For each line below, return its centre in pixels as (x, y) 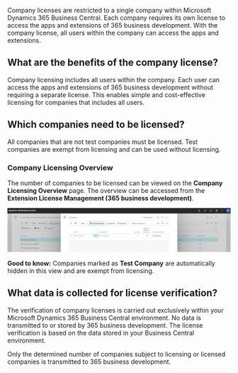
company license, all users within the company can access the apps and (113, 33)
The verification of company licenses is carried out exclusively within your (116, 310)
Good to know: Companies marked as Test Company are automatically (112, 263)
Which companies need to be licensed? (96, 124)
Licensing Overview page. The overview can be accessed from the (106, 190)
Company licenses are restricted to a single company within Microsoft (109, 10)
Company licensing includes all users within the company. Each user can (114, 79)
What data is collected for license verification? (113, 293)
